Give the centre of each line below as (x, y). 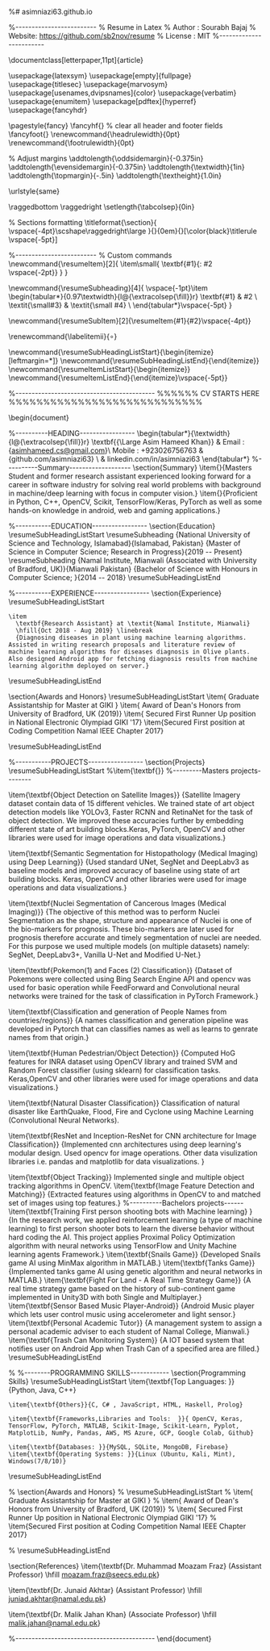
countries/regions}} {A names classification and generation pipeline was (129, 1020)
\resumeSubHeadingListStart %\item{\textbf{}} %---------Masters (119, 771)
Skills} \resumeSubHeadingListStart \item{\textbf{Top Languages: (118, 1381)
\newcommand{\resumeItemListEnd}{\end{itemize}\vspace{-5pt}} (118, 378)
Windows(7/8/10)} (37, 1461)
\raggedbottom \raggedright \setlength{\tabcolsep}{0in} (102, 207)
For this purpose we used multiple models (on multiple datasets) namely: (129, 946)
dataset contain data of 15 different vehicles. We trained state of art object (132, 803)
